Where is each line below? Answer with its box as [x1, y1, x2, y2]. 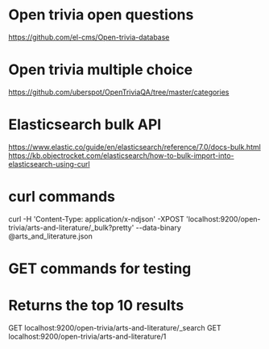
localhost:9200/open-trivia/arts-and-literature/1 [8, 331, 167, 341]
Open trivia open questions [8, 6, 194, 24]
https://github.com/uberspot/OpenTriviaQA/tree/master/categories [8, 87, 230, 97]
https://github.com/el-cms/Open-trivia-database [8, 32, 170, 42]
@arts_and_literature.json [8, 231, 93, 241]
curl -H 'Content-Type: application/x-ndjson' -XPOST [8, 214, 185, 223]
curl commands [8, 188, 115, 206]
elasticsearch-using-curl [8, 159, 90, 168]
